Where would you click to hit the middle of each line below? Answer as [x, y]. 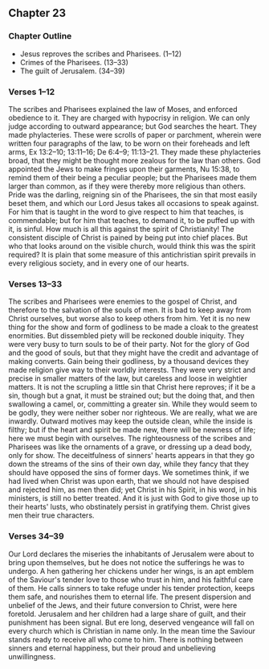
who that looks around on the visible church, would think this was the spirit [132, 246]
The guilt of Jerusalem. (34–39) [73, 71]
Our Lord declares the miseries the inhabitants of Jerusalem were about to [131, 554]
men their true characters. [51, 515]
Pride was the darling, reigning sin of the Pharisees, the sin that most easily [133, 194]
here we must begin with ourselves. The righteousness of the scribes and [130, 439]
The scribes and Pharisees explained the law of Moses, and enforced [123, 109]
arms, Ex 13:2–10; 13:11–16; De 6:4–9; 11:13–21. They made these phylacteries [134, 151]
